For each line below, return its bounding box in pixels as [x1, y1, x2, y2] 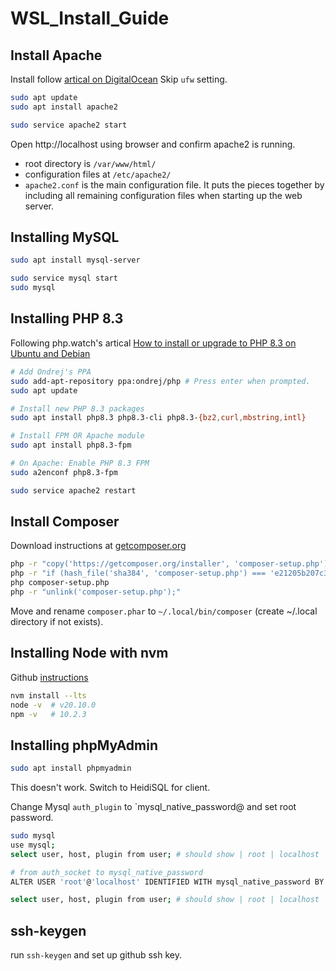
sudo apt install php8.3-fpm [10, 440, 132, 451]
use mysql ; [10, 840, 56, 850]
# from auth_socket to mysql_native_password [10, 867, 203, 877]
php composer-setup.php [10, 578, 110, 588]
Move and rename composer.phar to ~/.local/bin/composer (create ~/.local [10, 605, 318, 617]
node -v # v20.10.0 [10, 700, 97, 710]
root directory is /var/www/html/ [24, 157, 157, 169]
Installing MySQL [10, 229, 120, 246]
